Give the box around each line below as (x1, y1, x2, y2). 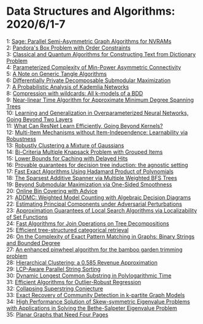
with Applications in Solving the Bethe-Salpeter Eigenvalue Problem (6, 304, 178, 312)
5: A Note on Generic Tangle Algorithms (6, 70, 107, 77)
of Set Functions (6, 213, 48, 220)
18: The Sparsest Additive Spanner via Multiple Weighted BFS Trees (6, 174, 177, 181)
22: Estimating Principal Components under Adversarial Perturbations (6, 200, 182, 208)
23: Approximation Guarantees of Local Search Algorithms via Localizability (6, 206, 197, 214)
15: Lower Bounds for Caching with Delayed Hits (6, 154, 128, 162)
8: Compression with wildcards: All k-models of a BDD (6, 89, 144, 97)
